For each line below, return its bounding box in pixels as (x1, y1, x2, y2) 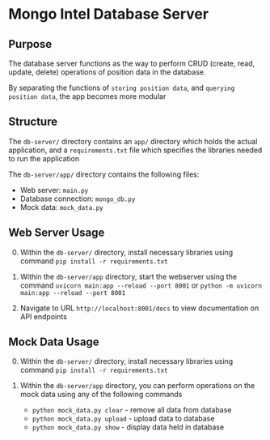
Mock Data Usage (8, 335, 99, 349)
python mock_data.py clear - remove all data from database (32, 405, 232, 415)
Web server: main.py (19, 185, 89, 194)
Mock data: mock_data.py (19, 202, 103, 211)
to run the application (8, 153, 79, 163)
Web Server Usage (8, 226, 105, 240)
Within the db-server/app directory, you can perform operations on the (19, 381, 255, 391)
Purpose (8, 37, 53, 51)
